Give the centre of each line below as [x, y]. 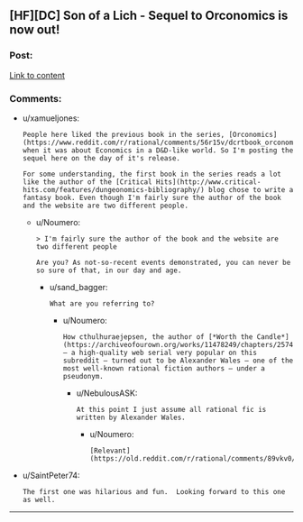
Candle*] [273, 337]
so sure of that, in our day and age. [109, 270]
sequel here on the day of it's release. [101, 158]
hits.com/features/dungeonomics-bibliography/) [113, 189]
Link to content [37, 75]
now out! [35, 30]
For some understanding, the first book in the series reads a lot [151, 174]
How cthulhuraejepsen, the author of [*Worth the [158, 337]
